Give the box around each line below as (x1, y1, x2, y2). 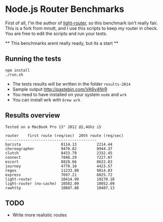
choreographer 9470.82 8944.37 (5, 146, 113, 151)
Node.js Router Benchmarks (5, 3, 125, 15)
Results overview (5, 111, 60, 120)
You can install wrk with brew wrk (12, 97, 81, 103)
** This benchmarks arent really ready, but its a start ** (5, 40, 119, 46)
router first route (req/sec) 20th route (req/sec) (5, 133, 124, 138)
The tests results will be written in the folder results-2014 (12, 81, 131, 87)
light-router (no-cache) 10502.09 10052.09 (5, 181, 115, 186)
